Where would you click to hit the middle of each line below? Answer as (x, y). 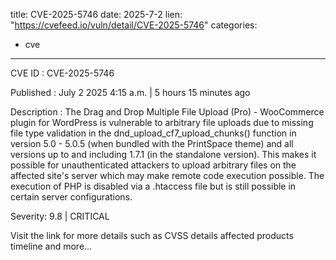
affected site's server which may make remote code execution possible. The (167, 175)
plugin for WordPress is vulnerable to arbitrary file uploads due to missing (162, 122)
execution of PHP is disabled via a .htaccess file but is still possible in (153, 186)
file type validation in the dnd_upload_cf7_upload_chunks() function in (153, 133)
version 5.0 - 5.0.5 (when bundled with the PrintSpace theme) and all (152, 143)
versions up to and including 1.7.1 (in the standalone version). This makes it (163, 154)
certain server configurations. (71, 197)
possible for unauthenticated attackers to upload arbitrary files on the (153, 165)
